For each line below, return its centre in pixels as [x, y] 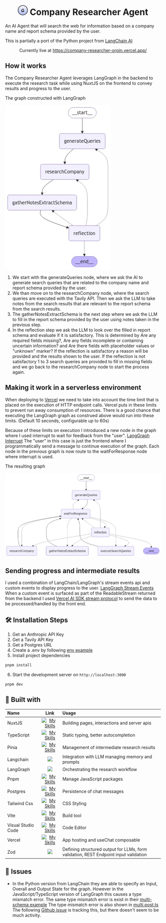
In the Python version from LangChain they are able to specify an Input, [85, 883]
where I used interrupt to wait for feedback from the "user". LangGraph [77, 435]
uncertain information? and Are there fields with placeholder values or [83, 346]
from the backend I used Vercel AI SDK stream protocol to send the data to [81, 598]
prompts [71, 762]
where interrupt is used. [29, 456]
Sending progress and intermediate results [72, 571]
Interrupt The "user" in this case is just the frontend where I [66, 440]
